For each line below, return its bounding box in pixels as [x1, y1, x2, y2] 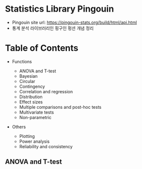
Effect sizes [19, 99, 43, 105]
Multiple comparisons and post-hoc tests [19, 104, 102, 110]
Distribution [19, 94, 43, 100]
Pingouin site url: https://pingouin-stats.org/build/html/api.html [12, 19, 137, 25]
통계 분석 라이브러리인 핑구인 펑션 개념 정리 [12, 25, 94, 31]
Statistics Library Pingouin [5, 3, 114, 15]
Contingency [19, 84, 45, 89]
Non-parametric [19, 114, 52, 120]
